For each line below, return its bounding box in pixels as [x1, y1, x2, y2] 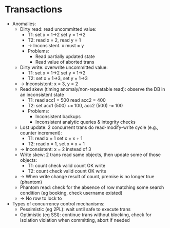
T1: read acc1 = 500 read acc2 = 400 [27, 97, 106, 103]
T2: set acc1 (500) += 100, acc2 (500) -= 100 [27, 102, 123, 108]
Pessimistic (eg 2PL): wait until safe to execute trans [20, 206, 131, 212]
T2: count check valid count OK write [27, 168, 106, 174]
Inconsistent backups [35, 113, 81, 119]
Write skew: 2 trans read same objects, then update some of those [20, 151, 161, 158]
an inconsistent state [20, 91, 65, 98]
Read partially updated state [35, 53, 96, 60]
